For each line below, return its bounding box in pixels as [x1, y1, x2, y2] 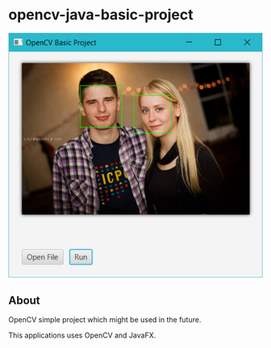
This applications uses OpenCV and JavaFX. [8, 330, 156, 340]
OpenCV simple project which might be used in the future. [8, 315, 202, 325]
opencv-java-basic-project [8, 6, 194, 24]
